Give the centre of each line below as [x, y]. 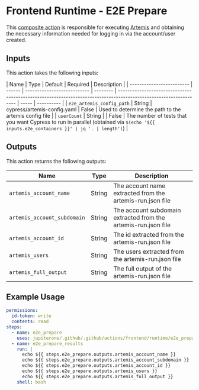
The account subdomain [147, 210]
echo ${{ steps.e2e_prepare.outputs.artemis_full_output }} [97, 376]
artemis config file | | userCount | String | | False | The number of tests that [97, 115]
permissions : [22, 311]
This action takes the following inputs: [52, 73]
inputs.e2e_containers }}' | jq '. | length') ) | [67, 128]
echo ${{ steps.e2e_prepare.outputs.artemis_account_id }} [96, 366]
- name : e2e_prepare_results [47, 344]
